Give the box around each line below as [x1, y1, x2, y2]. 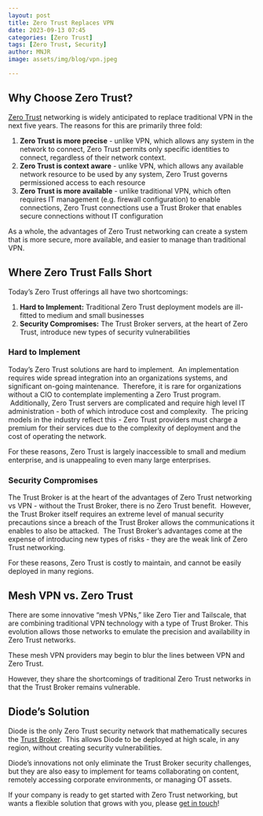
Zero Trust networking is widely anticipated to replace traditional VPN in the [8, 112, 254, 122]
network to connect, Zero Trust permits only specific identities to [19, 144, 230, 153]
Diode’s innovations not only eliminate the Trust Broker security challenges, [8, 758, 252, 767]
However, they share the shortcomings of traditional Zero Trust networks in [8, 674, 251, 683]
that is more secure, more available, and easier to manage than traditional [8, 234, 246, 244]
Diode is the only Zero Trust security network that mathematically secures [8, 726, 247, 736]
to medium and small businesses [38, 310, 144, 319]
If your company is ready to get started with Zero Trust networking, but [8, 790, 238, 799]
